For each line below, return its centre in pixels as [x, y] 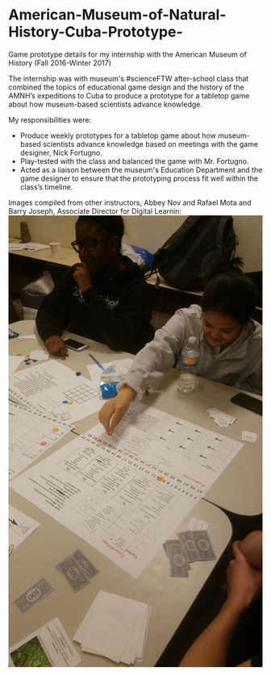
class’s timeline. [46, 186]
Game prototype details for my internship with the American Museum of [128, 54]
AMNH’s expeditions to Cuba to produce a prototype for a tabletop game [129, 95]
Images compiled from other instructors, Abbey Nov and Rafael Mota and [130, 202]
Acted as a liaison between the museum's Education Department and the [141, 169]
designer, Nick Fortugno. [61, 152]
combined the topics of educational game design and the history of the [126, 87]
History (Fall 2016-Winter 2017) [60, 63]
